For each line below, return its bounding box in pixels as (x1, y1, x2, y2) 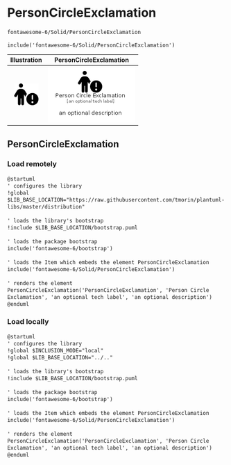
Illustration (10, 56, 43, 64)
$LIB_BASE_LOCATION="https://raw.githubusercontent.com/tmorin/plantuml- (7, 196, 225, 203)
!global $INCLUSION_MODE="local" (7, 348, 104, 354)
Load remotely (7, 158, 58, 168)
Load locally (7, 316, 49, 326)
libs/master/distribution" (7, 203, 85, 210)
